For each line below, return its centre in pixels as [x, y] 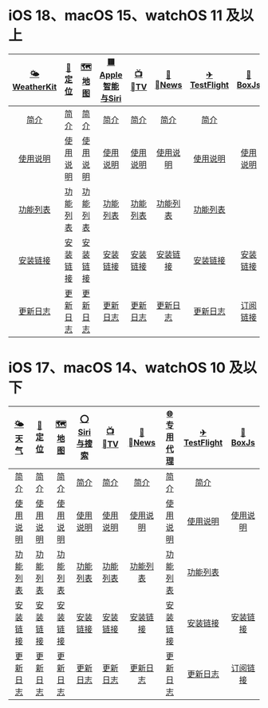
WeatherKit [35, 86]
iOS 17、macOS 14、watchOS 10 [117, 368]
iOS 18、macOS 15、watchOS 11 [116, 16]
